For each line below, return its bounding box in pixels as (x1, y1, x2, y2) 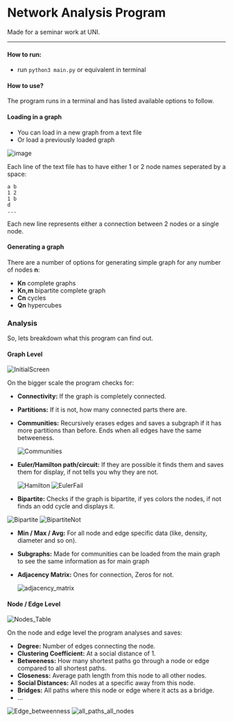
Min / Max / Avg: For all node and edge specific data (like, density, (17, 529, 208, 538)
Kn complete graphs (17, 279, 76, 287)
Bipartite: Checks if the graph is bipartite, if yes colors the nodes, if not (17, 495, 222, 503)
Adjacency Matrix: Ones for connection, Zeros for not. (17, 570, 175, 579)
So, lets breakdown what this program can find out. (7, 334, 154, 342)
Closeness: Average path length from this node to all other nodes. (17, 671, 207, 680)
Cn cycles (17, 293, 46, 302)
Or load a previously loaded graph (17, 135, 115, 143)
